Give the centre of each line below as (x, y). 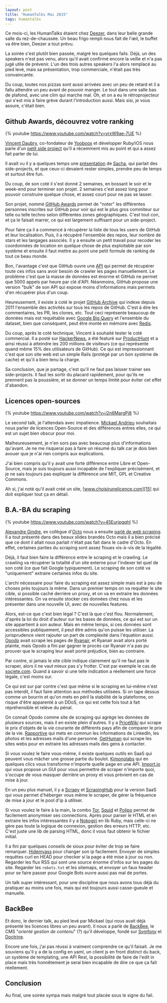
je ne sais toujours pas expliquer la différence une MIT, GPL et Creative (78, 474)
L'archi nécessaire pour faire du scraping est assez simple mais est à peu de (83, 583)
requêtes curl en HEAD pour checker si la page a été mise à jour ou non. (79, 857)
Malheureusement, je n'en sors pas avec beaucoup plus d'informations (78, 443)
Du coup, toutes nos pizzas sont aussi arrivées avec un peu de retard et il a (83, 84)
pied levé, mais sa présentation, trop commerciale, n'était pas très (73, 69)
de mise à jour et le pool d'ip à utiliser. (44, 800)
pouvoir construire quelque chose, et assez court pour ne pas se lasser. (79, 194)
